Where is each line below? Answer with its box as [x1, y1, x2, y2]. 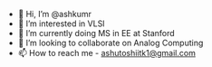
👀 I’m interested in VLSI [17, 18, 106, 29]
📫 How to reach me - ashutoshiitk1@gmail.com [17, 48, 197, 58]
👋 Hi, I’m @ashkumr [17, 9, 92, 19]
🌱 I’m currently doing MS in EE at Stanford [17, 28, 175, 38]
